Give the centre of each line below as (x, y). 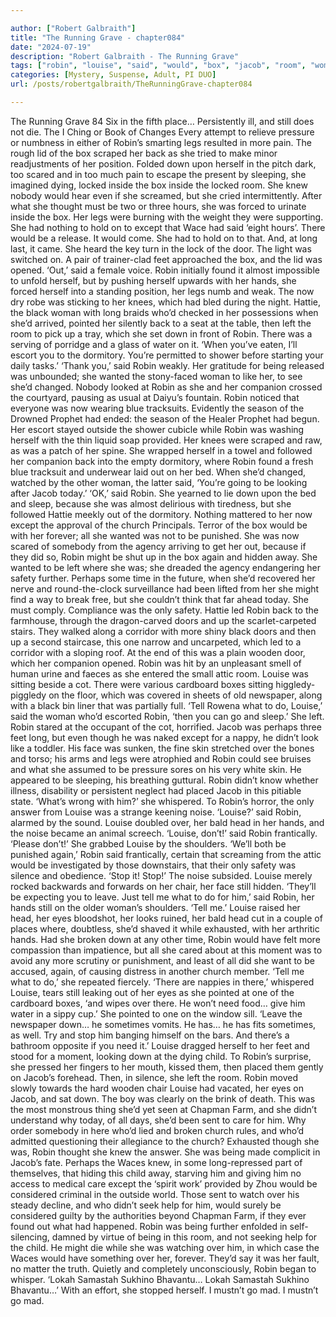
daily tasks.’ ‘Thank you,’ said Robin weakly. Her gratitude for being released (167, 365)
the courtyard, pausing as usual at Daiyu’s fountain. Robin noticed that (155, 397)
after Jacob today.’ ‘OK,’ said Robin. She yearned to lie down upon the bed (163, 493)
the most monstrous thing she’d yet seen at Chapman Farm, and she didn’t (164, 1109)
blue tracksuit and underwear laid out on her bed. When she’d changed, (158, 472)
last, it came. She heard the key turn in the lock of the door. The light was (161, 248)
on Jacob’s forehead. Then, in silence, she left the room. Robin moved (154, 1077)
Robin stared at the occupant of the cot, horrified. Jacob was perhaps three (166, 727)
